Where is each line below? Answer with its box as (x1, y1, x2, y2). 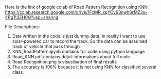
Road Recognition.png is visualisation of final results (12, 59, 117, 64)
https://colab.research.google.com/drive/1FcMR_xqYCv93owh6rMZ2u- (5, 9, 147, 15)
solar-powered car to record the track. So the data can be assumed (12, 38, 147, 44)
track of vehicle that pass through (12, 44, 80, 49)
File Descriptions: (5, 24, 40, 30)
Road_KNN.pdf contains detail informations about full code (12, 54, 130, 60)
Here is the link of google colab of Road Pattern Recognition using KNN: (5, 4, 149, 10)
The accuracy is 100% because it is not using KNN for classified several (12, 64, 157, 70)
